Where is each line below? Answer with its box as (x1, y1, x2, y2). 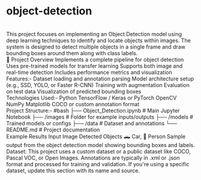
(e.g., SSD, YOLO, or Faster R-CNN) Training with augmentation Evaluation (6, 81, 190, 88)
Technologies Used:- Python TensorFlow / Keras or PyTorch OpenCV (6, 94, 177, 101)
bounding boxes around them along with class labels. (6, 49, 138, 56)
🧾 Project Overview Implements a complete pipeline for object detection (6, 56, 184, 63)
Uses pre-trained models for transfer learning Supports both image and (6, 62, 183, 70)
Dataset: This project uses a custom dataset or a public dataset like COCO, (6, 148, 191, 155)
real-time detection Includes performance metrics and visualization (6, 68, 172, 76)
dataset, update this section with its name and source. (6, 167, 140, 174)
